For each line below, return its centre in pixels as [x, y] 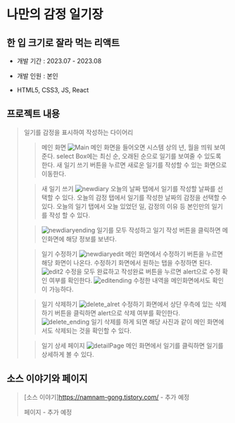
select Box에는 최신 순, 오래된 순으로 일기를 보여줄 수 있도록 [139, 156]
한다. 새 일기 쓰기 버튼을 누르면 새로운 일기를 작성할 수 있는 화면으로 [134, 165]
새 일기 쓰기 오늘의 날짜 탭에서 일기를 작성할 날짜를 [128, 188]
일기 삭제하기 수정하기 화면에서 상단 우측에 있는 [127, 304]
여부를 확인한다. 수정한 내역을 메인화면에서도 [130, 280]
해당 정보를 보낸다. [91, 239]
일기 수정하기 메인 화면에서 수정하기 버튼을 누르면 [132, 254]
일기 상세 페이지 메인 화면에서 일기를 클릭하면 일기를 [132, 345]
